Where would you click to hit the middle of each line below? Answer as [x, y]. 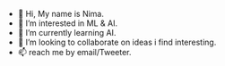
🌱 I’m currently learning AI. [67, 33]
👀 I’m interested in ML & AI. [68, 23]
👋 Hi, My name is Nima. [61, 14]
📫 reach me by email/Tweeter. [74, 52]
